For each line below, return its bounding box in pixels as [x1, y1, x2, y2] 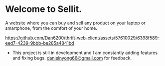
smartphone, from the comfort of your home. [5, 25, 97, 31]
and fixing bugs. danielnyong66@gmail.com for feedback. [12, 55, 132, 61]
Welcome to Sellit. [5, 3, 82, 15]
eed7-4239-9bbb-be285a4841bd [5, 40, 74, 46]
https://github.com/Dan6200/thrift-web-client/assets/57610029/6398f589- [5, 35, 160, 41]
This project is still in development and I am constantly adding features [12, 50, 158, 56]
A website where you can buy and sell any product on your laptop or [5, 20, 146, 26]
